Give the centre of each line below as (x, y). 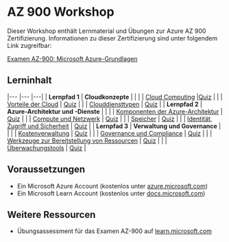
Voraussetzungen (46, 170)
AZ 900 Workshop (61, 12)
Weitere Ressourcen (51, 214)
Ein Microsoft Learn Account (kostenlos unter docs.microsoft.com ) (111, 193)
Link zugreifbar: (29, 45)
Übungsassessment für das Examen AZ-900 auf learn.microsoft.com (114, 231)
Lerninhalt (29, 81)
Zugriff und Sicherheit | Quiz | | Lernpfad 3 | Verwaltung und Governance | (114, 126)
